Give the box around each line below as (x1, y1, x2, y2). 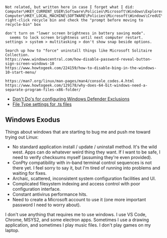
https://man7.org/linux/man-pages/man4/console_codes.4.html (5, 79, 135, 83)
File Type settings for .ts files (12, 101, 72, 107)
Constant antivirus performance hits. (12, 191, 88, 197)
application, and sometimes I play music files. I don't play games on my (5, 222, 151, 228)
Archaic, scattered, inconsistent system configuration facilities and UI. (12, 175, 156, 181)
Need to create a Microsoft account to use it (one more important (12, 196, 146, 202)
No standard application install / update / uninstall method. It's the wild (12, 144, 158, 150)
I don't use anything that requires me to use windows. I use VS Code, (5, 211, 147, 217)
